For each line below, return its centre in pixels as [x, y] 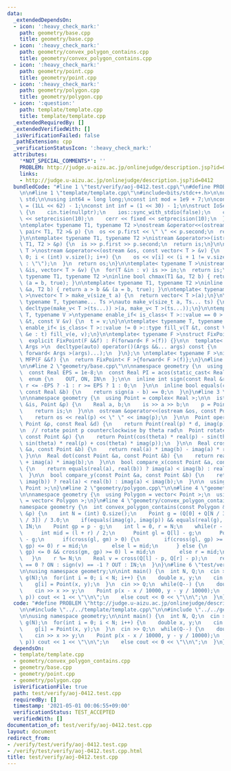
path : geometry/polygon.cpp [59, 90]
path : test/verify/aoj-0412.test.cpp [67, 693]
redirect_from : [29, 738]
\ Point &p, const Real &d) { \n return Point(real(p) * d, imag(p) [123, 424]
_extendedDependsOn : [43, 20]
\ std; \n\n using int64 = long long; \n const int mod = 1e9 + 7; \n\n [118, 200]
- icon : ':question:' [44, 103]
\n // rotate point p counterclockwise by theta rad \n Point [112, 430]
